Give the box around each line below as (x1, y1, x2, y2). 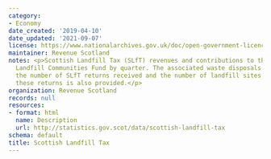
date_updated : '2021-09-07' (8, 34, 103, 43)
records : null (8, 94, 56, 102)
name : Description (15, 116, 78, 124)
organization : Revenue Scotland (8, 86, 117, 95)
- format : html (8, 109, 60, 117)
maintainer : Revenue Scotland (8, 49, 110, 57)
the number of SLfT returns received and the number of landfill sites (15, 71, 262, 79)
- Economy (8, 19, 42, 27)
